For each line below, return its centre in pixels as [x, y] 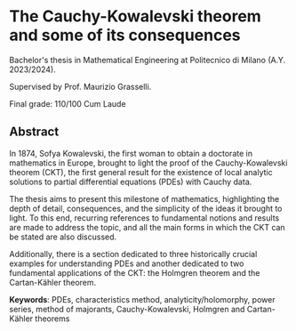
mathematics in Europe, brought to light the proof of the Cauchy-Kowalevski [148, 163]
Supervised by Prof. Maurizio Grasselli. [80, 86]
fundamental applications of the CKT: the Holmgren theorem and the [135, 272]
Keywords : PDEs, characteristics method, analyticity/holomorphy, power [142, 299]
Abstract [34, 132]
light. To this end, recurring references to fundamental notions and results [144, 218]
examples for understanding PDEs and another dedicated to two [127, 263]
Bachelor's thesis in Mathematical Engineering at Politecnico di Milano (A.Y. [148, 60]
